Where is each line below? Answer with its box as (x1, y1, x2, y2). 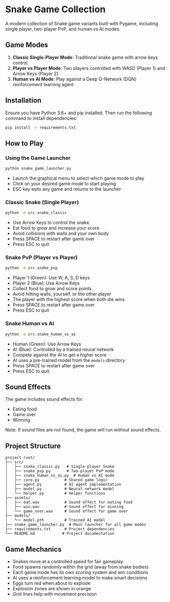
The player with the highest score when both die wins (12, 296, 125, 303)
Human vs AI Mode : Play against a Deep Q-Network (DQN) (12, 76, 137, 82)
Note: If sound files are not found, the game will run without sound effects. (5, 427, 161, 433)
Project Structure (5, 441, 61, 450)
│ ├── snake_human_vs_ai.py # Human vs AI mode (5, 473, 115, 478)
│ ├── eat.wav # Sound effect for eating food (5, 500, 133, 505)
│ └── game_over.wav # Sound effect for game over (5, 509, 128, 514)
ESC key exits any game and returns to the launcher (12, 186, 121, 192)
